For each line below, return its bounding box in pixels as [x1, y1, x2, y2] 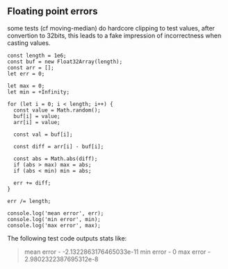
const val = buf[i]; [13, 131, 73, 138]
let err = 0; [7, 70, 45, 77]
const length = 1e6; [7, 52, 67, 59]
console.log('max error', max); [7, 222, 101, 229]
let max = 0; [7, 83, 45, 89]
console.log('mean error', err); [7, 209, 104, 217]
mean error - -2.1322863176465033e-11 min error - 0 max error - [24, 248, 211, 256]
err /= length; [7, 198, 51, 205]
